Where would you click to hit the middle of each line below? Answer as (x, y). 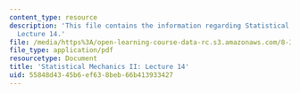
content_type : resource (54, 17)
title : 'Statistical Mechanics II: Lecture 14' (100, 67)
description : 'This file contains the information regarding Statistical (150, 26)
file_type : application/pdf (62, 50)
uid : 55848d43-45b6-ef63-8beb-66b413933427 (92, 75)
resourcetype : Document (54, 58)
